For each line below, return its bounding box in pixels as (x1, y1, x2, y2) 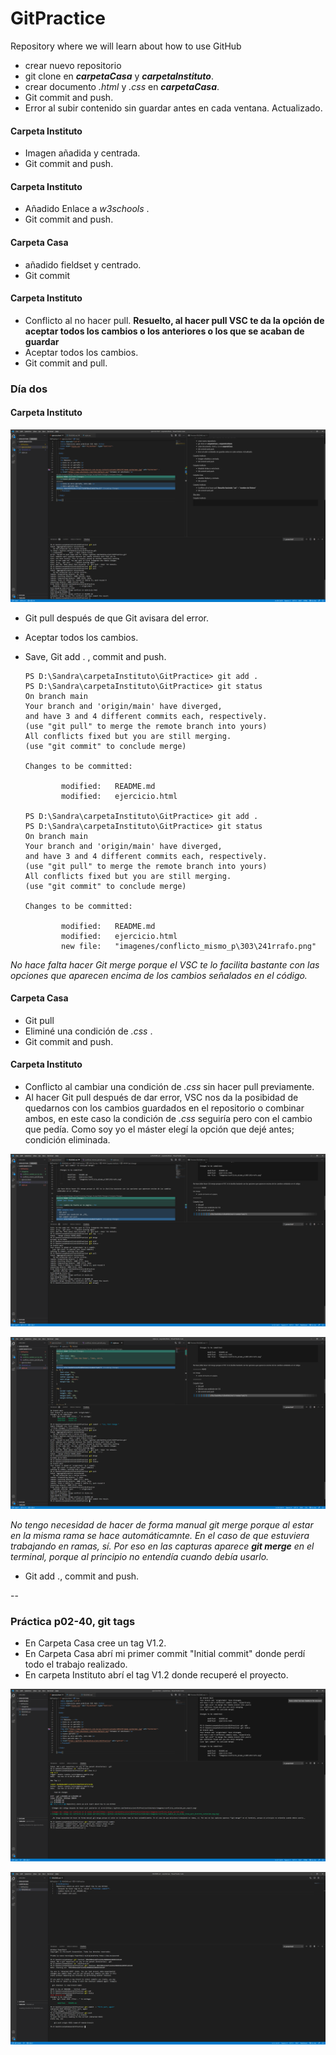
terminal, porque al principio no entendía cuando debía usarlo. (10, 1551, 270, 1563)
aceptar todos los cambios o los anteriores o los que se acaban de (24, 325, 305, 337)
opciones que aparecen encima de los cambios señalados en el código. (10, 969, 308, 981)
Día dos (10, 382, 48, 396)
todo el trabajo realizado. (24, 1658, 128, 1671)
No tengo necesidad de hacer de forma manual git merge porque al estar (10, 1519, 314, 1531)
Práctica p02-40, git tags (10, 1615, 136, 1629)
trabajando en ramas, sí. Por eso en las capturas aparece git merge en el (10, 1540, 315, 1552)
